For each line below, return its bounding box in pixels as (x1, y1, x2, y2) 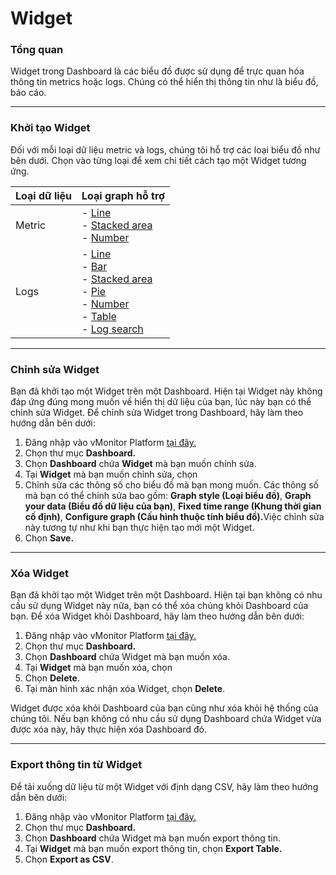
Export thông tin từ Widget (10, 758, 143, 772)
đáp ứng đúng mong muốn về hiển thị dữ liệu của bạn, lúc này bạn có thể (10, 396, 312, 408)
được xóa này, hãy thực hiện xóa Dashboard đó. (10, 723, 207, 736)
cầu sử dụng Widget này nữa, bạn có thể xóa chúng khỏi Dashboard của (10, 600, 309, 612)
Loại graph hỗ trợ (81, 188, 165, 202)
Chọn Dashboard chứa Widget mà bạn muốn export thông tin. (24, 832, 282, 844)
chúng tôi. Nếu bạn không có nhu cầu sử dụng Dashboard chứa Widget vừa (10, 713, 322, 725)
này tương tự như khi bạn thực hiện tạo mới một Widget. (24, 522, 255, 534)
